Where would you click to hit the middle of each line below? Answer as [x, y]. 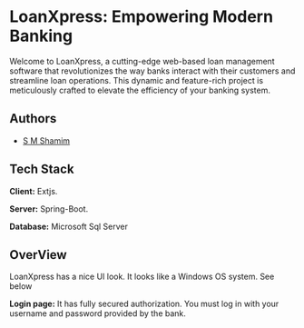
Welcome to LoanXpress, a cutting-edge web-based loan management [142, 61]
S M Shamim [46, 140]
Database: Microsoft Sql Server [69, 226]
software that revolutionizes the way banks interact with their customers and [152, 71]
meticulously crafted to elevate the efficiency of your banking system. [140, 90]
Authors [33, 119]
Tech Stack [42, 169]
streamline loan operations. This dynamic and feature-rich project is [137, 80]
